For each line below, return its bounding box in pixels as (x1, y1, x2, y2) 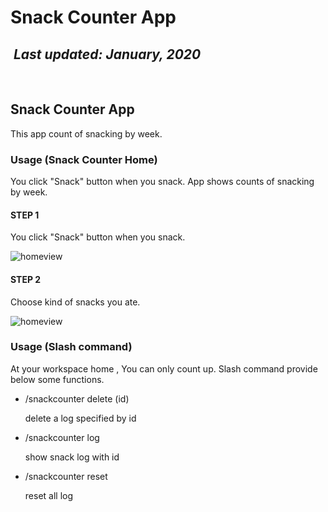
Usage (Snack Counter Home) (10, 152, 158, 166)
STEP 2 (10, 273, 42, 285)
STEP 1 (10, 209, 40, 221)
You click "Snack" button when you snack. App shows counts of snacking (10, 176, 315, 188)
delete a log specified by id (24, 412, 137, 424)
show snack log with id (24, 451, 120, 463)
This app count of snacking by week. (10, 127, 163, 140)
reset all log (24, 489, 74, 501)
